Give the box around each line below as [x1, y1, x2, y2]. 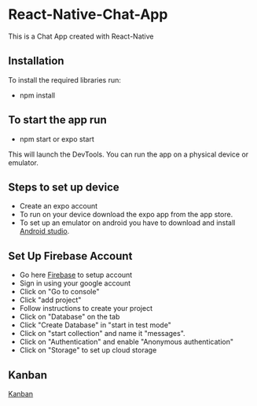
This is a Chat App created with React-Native [8, 31, 154, 41]
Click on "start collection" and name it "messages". [19, 329, 186, 338]
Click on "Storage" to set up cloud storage [19, 345, 157, 355]
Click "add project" [19, 295, 82, 304]
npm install [19, 90, 56, 100]
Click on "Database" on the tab [19, 312, 120, 322]
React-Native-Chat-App [8, 6, 168, 24]
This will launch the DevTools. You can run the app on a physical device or [8, 149, 249, 159]
